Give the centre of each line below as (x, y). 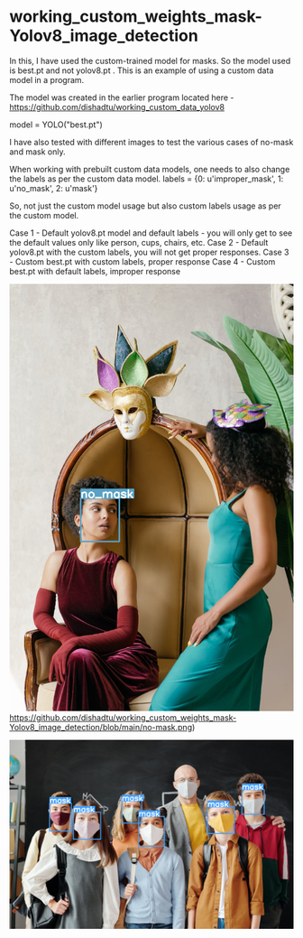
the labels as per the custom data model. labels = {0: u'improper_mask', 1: (147, 179)
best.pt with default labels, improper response (95, 271)
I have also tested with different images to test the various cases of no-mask (151, 142)
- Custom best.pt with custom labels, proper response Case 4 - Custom (142, 261)
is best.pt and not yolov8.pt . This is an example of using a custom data (142, 70)
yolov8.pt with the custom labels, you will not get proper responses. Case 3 (150, 252)
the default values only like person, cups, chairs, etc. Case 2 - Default (139, 242)
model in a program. (47, 79)
